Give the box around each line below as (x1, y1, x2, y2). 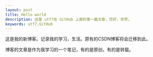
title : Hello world (5, 12, 46, 17)
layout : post (5, 7, 33, 13)
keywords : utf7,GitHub (5, 21, 53, 27)
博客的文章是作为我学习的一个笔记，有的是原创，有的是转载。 (5, 46, 134, 53)
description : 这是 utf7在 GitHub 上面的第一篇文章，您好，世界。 (5, 17, 132, 22)
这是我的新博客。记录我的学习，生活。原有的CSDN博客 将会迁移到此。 (5, 36, 150, 42)
